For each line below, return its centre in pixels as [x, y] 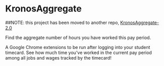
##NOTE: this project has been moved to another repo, [62, 22]
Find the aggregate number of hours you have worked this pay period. [78, 37]
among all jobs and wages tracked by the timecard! [59, 57]
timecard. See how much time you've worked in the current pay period [79, 52]
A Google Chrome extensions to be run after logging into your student [78, 47]
